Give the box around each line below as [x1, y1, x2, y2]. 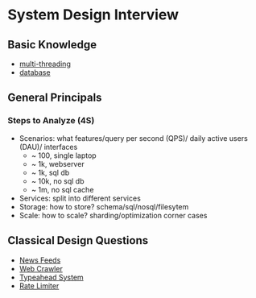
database [19, 68, 51, 77]
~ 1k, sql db [31, 168, 70, 177]
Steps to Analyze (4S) [7, 115, 95, 126]
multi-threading [19, 59, 72, 68]
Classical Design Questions [7, 234, 149, 247]
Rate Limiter [19, 280, 60, 291]
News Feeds [19, 255, 61, 265]
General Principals [7, 91, 102, 105]
